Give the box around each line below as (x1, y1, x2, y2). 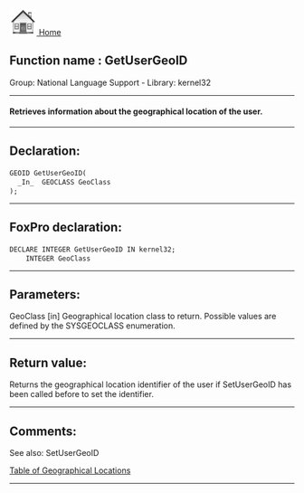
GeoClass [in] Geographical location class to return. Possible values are (9, 311, 277, 322)
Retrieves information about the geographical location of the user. (9, 106, 263, 117)
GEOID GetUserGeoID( (9, 168, 88, 177)
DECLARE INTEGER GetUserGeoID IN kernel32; (9, 244, 176, 254)
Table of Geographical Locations (9, 465, 131, 476)
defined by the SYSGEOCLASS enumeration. (9, 320, 176, 331)
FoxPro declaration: (9, 220, 122, 235)
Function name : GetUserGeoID (9, 53, 188, 69)
